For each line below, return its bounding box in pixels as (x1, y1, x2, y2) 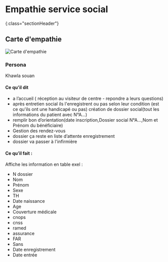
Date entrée (12, 252, 37, 258)
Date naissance (12, 198, 45, 204)
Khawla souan (5, 72, 35, 79)
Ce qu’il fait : (5, 150, 33, 156)
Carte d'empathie (5, 35, 62, 44)
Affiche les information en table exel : (5, 161, 83, 168)
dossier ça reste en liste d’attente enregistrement (12, 133, 115, 139)
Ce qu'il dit (5, 84, 29, 90)
